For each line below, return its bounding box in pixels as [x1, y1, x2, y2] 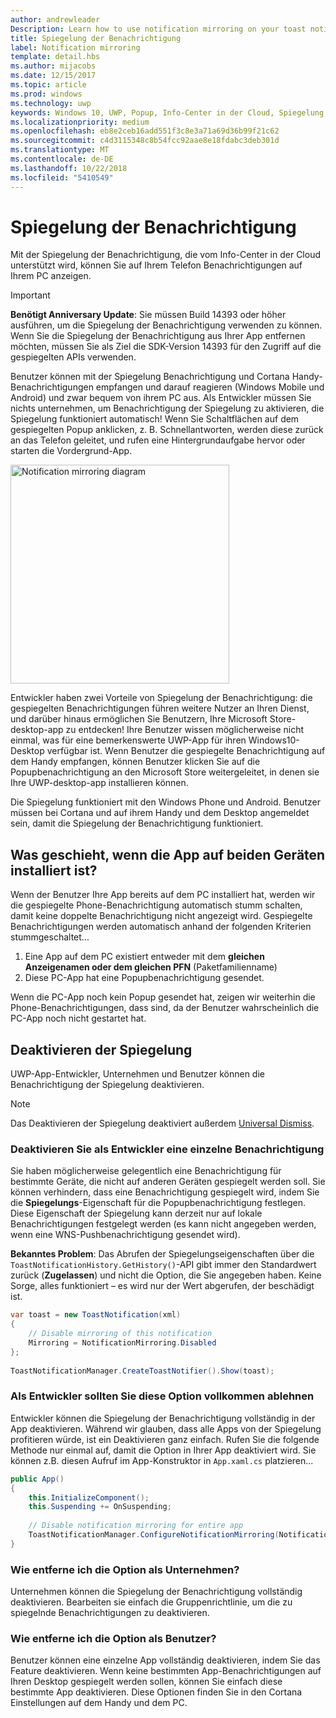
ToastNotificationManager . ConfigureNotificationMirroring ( [28, 1530, 280, 1540]
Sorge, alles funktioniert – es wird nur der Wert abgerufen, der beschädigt [10, 1280, 315, 1292]
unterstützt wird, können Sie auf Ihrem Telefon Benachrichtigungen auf [10, 259, 303, 271]
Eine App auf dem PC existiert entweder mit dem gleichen [24, 951, 265, 963]
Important [10, 289, 51, 301]
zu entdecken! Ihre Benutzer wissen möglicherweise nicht [65, 724, 305, 736]
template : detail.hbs [10, 52, 101, 62]
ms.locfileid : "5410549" [10, 172, 114, 183]
